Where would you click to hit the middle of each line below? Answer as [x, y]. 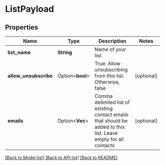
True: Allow [108, 64]
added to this [110, 127]
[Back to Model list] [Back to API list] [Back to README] [61, 158]
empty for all [109, 139]
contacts [105, 145]
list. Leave [106, 133]
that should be [111, 121]
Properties [22, 27]
